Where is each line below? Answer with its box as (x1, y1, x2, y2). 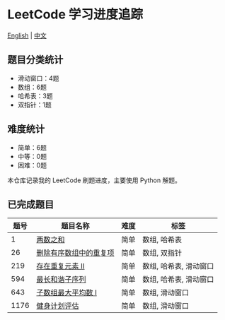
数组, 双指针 (142, 248, 183, 258)
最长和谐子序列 (36, 275, 86, 285)
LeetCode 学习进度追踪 (7, 6, 144, 23)
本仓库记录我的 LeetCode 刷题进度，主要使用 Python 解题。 (7, 176, 182, 184)
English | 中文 (7, 31, 47, 40)
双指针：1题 (17, 100, 52, 109)
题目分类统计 (7, 54, 64, 66)
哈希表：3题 (17, 91, 53, 100)
